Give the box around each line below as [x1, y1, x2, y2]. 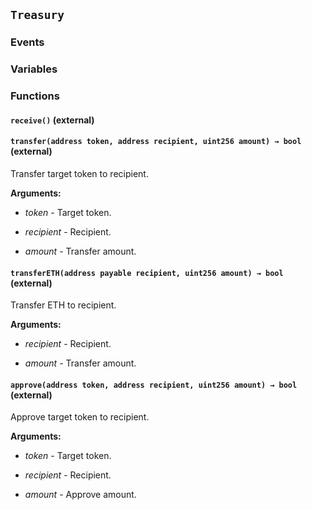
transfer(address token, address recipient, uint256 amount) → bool [10, 137, 302, 147]
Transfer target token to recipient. [10, 167, 149, 179]
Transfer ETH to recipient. [10, 299, 117, 311]
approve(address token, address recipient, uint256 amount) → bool [10, 380, 298, 390]
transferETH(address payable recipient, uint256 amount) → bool [10, 268, 284, 278]
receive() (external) [10, 114, 95, 126]
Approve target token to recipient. [10, 411, 150, 423]
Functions [10, 89, 60, 103]
